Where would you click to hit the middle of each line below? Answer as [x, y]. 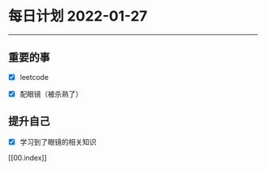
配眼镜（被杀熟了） [51, 94]
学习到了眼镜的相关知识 [58, 142]
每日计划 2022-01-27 [78, 16]
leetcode [34, 77]
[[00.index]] [28, 157]
